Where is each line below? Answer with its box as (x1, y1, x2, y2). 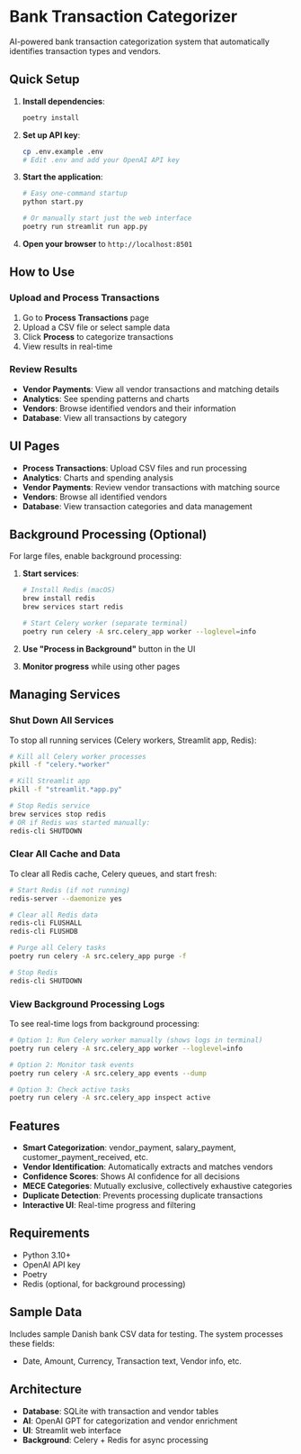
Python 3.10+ (22, 1249, 72, 1260)
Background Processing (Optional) (9, 527, 208, 543)
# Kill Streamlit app (9, 777, 91, 786)
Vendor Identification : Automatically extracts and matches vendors (22, 1161, 274, 1173)
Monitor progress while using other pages (22, 661, 181, 672)
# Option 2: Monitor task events (9, 1060, 135, 1069)
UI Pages (9, 439, 60, 454)
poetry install (22, 113, 80, 123)
